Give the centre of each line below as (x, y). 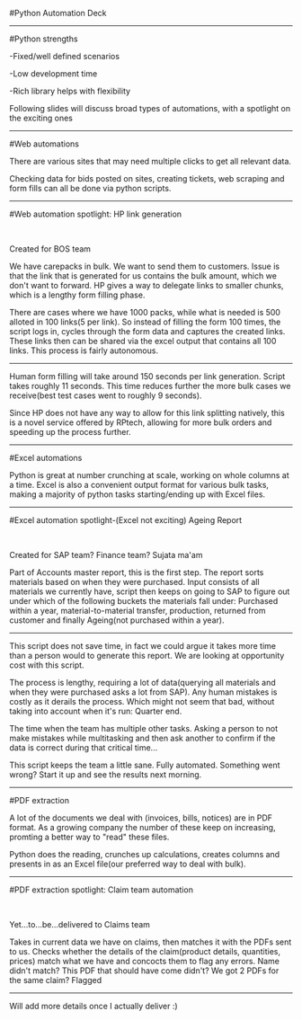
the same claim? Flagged (55, 980)
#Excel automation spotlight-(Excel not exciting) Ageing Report (126, 520)
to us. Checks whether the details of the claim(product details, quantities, (145, 951)
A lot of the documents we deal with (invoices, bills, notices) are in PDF (141, 818)
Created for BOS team (50, 249)
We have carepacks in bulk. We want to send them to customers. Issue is (145, 266)
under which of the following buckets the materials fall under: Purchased (144, 601)
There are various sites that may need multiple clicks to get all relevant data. (151, 161)
